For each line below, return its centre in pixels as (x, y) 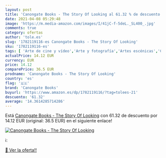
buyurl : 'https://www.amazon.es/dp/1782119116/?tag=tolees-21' (72, 92)
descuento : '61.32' (25, 97)
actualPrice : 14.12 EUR (30, 56)
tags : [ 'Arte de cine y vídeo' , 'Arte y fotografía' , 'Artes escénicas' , (82, 51)
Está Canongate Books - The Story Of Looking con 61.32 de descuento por (81, 116)
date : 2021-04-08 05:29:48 (33, 19)
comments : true (21, 28)
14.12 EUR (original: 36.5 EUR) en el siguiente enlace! (59, 121)
